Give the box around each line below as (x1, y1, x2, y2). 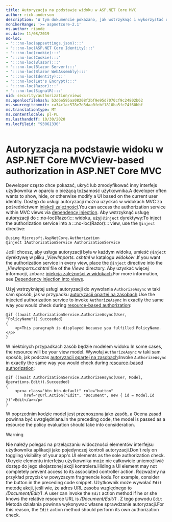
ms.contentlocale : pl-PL (6, 112, 59, 117)
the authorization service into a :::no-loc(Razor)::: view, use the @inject (6, 220, 155, 226)
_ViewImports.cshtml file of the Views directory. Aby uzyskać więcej (6, 265, 149, 271)
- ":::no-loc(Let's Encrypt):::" (6, 79, 77, 84)
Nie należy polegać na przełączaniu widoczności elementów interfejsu (6, 441, 154, 447)
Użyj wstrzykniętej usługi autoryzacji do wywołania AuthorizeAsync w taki (6, 286, 160, 292)
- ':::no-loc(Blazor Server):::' (6, 64, 77, 69)
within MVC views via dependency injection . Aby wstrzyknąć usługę (6, 209, 150, 215)
